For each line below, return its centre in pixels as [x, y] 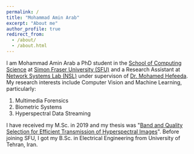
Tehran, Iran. [22, 144]
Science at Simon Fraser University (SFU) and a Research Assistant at [93, 69]
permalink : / [23, 12]
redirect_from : [25, 35]
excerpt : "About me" [32, 23]
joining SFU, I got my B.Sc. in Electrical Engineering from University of [93, 138]
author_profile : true [34, 29]
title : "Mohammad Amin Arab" [43, 18]
